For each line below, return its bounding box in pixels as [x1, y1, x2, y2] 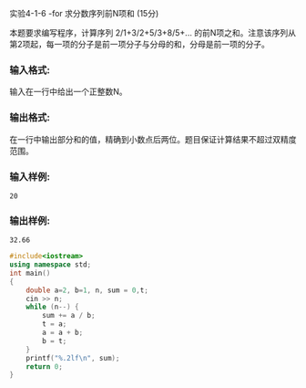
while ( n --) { [25, 302, 79, 312]
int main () [9, 268, 51, 278]
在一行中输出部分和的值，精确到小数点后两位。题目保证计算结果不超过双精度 [9, 133, 297, 144]
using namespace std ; [9, 260, 92, 269]
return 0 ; [25, 362, 64, 372]
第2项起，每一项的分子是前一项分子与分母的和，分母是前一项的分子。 [9, 39, 270, 49]
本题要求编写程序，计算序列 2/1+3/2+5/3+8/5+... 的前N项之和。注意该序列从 [9, 27, 296, 38]
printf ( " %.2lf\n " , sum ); [25, 353, 120, 362]
